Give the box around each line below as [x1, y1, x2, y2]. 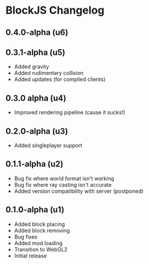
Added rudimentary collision [14, 70, 84, 77]
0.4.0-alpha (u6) [5, 27, 69, 37]
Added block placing [14, 221, 65, 228]
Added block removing [14, 227, 70, 234]
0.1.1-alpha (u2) [5, 159, 64, 169]
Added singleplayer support [14, 142, 83, 149]
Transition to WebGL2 [14, 246, 68, 253]
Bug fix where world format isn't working [14, 175, 115, 182]
